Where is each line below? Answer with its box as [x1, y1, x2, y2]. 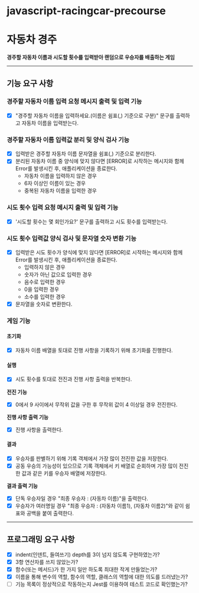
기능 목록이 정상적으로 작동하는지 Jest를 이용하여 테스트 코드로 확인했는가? [15, 581, 188, 588]
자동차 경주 [6, 33, 57, 47]
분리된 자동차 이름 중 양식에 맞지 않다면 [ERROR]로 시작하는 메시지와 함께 [15, 158, 185, 165]
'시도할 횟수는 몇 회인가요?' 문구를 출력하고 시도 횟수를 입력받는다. [15, 218, 168, 225]
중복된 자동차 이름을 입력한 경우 [24, 187, 97, 195]
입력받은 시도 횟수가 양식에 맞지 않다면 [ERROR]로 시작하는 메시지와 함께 [15, 248, 183, 255]
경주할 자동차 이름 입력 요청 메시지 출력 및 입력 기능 [6, 98, 142, 106]
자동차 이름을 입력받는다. [21, 119, 79, 127]
